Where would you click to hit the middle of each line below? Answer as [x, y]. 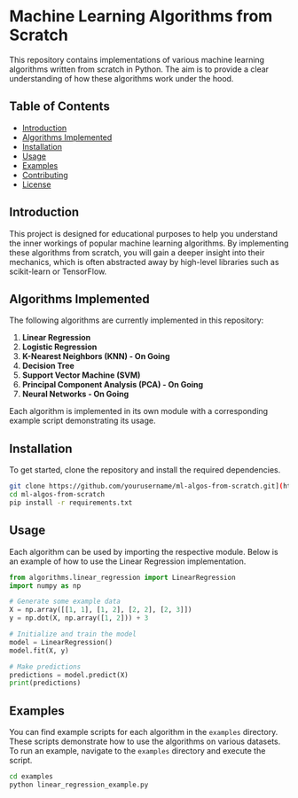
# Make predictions [45, 667]
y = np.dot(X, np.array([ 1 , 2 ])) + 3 [79, 618]
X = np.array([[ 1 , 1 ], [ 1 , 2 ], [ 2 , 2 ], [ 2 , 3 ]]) [101, 610]
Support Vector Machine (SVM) [81, 375]
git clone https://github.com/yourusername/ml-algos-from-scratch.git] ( [146, 486]
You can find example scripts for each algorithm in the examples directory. [144, 732]
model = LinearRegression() [61, 642]
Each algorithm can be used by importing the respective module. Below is [144, 552]
